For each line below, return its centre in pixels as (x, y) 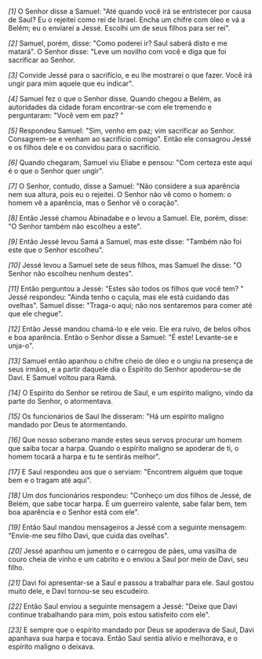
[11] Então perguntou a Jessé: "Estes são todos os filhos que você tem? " (126, 289)
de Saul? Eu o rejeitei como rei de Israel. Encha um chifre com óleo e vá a (127, 20)
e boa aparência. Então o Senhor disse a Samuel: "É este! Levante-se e (123, 337)
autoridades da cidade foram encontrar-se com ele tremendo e (110, 107)
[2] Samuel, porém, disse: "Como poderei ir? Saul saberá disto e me (118, 43)
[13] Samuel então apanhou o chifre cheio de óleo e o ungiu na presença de (131, 361)
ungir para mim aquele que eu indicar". (71, 83)
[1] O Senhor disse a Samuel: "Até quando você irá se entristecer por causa (130, 11)
